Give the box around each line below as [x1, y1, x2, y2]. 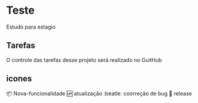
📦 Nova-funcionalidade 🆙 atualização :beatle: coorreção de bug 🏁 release [6, 90, 193, 97]
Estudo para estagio [6, 23, 56, 30]
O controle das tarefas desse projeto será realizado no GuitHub [6, 56, 163, 63]
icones [6, 74, 32, 84]
